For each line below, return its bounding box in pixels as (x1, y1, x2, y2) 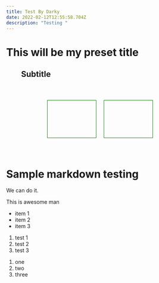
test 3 (14, 247, 29, 254)
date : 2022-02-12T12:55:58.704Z (6, 14, 86, 20)
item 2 (14, 216, 31, 223)
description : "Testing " (6, 20, 68, 26)
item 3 (14, 223, 31, 230)
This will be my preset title (6, 45, 139, 59)
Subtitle (21, 69, 51, 79)
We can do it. (6, 187, 39, 194)
